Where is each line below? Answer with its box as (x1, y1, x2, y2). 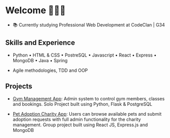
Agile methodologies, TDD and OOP (12, 67, 88, 73)
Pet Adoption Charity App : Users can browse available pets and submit (12, 111, 162, 117)
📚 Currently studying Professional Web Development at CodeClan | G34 (12, 21, 165, 27)
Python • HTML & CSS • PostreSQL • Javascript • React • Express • (12, 52, 157, 58)
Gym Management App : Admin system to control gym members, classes (12, 95, 165, 101)
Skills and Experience (5, 38, 75, 47)
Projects (5, 82, 33, 91)
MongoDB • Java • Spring (12, 57, 68, 63)
